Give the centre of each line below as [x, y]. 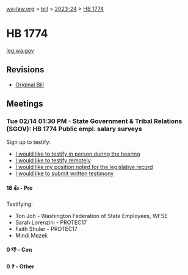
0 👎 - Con [19, 250]
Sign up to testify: [28, 142]
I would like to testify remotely [53, 160]
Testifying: [20, 204]
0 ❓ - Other [20, 266]
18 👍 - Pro [20, 188]
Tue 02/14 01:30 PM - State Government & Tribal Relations [94, 121]
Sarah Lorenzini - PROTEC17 [51, 222]
